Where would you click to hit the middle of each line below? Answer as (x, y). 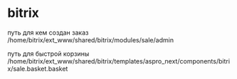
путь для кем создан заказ (48, 32)
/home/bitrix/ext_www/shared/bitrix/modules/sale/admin (91, 39)
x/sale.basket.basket (38, 68)
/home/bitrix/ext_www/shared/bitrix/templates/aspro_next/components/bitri (118, 61)
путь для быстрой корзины (48, 54)
